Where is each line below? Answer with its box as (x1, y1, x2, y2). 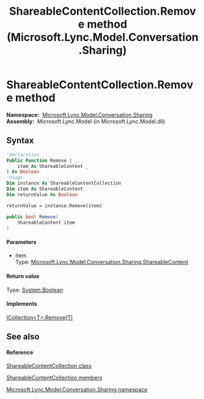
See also (6, 332, 40, 342)
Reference (6, 348, 34, 356)
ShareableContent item (17, 219, 75, 226)
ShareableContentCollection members (6, 374, 103, 381)
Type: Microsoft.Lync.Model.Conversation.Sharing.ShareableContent (15, 259, 189, 266)
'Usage (6, 175, 23, 181)
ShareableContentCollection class (6, 362, 92, 370)
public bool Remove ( (6, 213, 59, 220)
